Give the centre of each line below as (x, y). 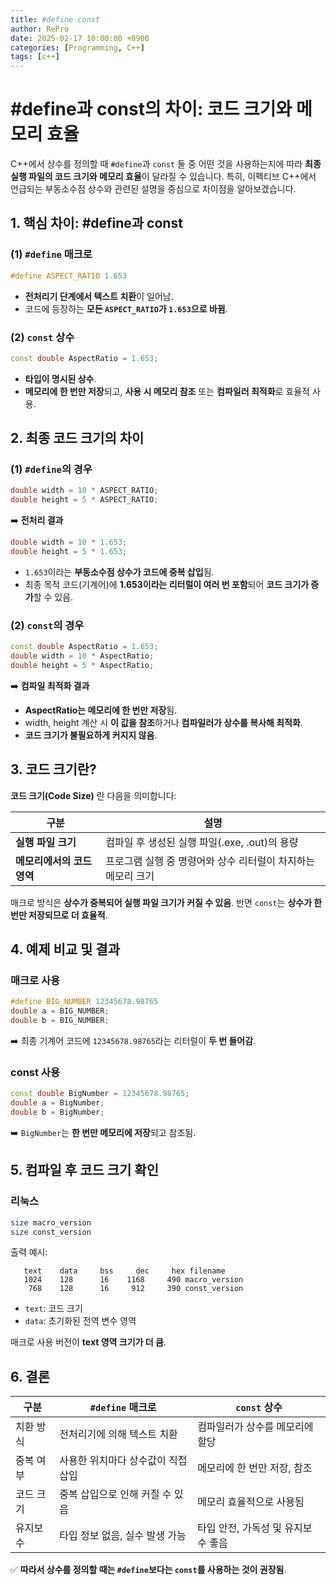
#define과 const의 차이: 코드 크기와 (151, 109)
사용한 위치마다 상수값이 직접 (123, 1461)
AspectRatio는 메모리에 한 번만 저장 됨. (101, 710)
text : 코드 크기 (53, 1308)
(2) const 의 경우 (47, 625)
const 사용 (35, 1072)
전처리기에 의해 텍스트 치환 (118, 1434)
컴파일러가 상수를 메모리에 (255, 1427)
